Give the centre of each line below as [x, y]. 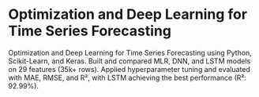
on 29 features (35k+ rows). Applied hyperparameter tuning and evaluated [129, 69]
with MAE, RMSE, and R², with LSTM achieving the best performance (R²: [128, 77]
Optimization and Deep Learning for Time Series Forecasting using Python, [130, 52]
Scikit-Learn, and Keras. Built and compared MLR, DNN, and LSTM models [129, 61]
